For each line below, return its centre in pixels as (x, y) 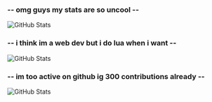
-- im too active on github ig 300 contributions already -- (106, 76)
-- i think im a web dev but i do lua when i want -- (92, 43)
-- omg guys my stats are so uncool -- (73, 10)
